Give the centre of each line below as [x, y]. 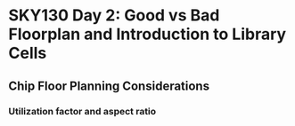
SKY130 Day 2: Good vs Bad [114, 16]
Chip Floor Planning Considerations [109, 86]
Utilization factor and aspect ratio [82, 111]
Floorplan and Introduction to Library [147, 34]
